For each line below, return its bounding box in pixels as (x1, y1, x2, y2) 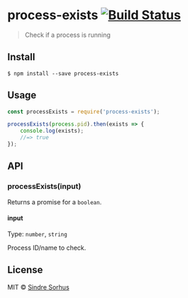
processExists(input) (7, 182, 82, 192)
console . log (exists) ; (20, 128, 84, 135)
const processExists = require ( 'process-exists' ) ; (7, 108, 160, 115)
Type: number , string (7, 229, 67, 238)
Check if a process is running (24, 31, 111, 39)
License (7, 264, 43, 276)
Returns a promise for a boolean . (7, 197, 102, 206)
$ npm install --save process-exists (7, 70, 119, 77)
